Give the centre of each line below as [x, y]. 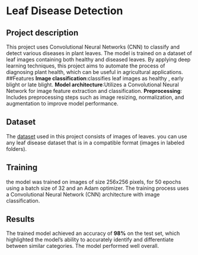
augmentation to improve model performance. [62, 104]
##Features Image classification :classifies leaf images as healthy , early [95, 78]
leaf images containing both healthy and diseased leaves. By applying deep [98, 59]
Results [20, 219]
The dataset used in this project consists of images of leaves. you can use [97, 136]
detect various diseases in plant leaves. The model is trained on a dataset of [99, 53]
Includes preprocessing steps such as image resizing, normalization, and [95, 97]
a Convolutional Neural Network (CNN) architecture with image [83, 194]
